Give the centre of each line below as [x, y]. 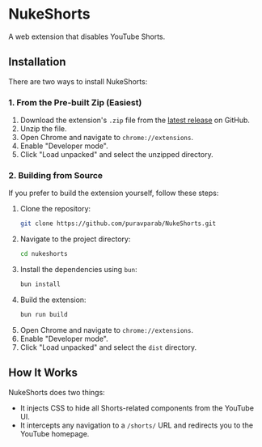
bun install [40, 284]
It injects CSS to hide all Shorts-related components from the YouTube [137, 408]
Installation [37, 62]
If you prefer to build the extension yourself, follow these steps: [114, 193]
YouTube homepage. [55, 433]
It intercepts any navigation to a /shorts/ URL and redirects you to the [136, 425]
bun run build [44, 314]
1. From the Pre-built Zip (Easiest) [75, 102]
